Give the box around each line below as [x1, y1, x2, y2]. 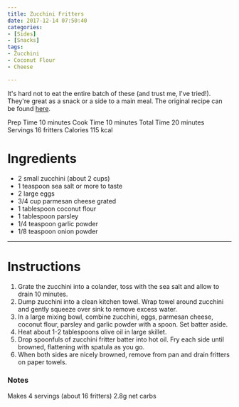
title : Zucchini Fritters [7, 10, 84, 18]
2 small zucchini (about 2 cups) [17, 174, 110, 182]
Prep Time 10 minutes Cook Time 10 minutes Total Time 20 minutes [7, 118, 205, 127]
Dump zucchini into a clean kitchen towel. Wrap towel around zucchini [17, 297, 224, 306]
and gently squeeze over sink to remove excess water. [17, 305, 178, 313]
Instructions [7, 258, 81, 275]
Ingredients [7, 150, 77, 166]
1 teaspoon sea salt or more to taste [17, 181, 123, 190]
